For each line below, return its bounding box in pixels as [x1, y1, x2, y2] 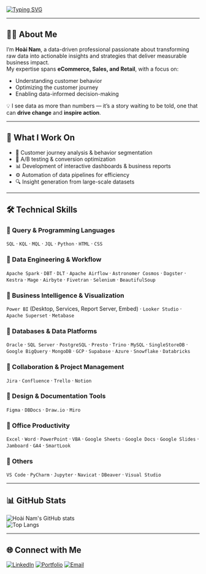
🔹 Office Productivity [6, 421, 71, 430]
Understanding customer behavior [15, 77, 102, 84]
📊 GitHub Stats [6, 495, 66, 506]
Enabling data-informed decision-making [15, 90, 120, 98]
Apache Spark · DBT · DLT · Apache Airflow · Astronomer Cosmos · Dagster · [6, 269, 186, 276]
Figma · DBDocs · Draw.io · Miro [6, 406, 81, 413]
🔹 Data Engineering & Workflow [6, 255, 102, 264]
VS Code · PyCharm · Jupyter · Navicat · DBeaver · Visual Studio [6, 471, 161, 478]
